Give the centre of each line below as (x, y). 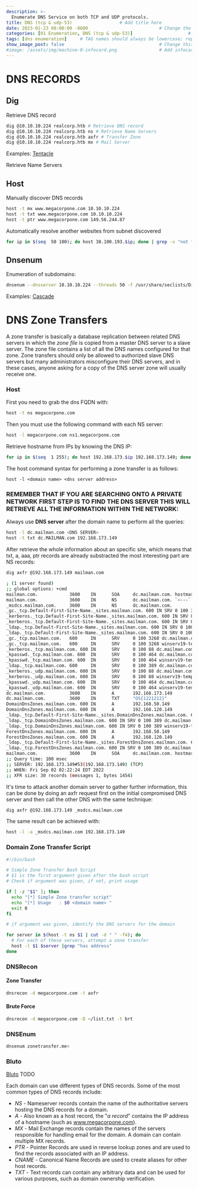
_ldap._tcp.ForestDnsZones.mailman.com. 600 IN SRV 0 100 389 (84, 748)
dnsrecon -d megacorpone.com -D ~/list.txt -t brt (70, 1019)
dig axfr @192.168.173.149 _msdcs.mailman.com (64, 810)
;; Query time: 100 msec (37, 759)
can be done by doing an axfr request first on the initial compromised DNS (96, 793)
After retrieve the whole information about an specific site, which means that (99, 549)
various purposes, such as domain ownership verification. (85, 1179)
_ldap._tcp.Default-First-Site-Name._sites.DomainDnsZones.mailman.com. (97, 715)
